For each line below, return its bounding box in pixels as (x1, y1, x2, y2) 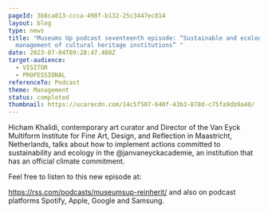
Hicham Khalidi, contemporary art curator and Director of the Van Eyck (8, 123, 241, 132)
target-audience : (8, 57, 66, 65)
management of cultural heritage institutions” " (15, 41, 183, 49)
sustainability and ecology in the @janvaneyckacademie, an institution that (8, 148, 254, 158)
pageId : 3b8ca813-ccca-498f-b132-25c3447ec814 (8, 11, 166, 20)
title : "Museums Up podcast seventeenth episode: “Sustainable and (8, 34, 238, 42)
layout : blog (8, 19, 52, 27)
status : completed (8, 93, 69, 101)
